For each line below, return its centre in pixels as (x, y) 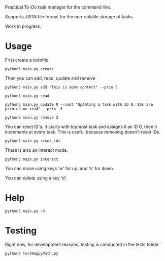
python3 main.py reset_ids (33, 141)
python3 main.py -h (25, 211)
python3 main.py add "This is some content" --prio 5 (62, 87)
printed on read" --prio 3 (34, 109)
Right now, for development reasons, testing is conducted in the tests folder (82, 244)
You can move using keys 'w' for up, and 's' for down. (60, 168)
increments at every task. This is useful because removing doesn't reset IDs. (83, 132)
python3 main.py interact (32, 159)
